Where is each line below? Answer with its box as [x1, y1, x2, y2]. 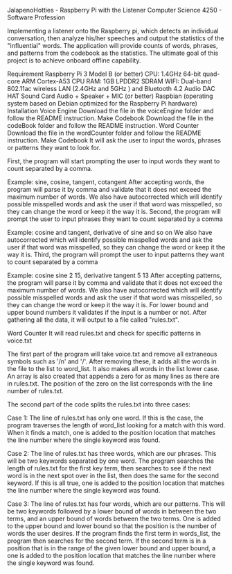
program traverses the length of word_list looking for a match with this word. [7, 421, 226, 429]
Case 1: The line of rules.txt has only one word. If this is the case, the [7, 413, 204, 422]
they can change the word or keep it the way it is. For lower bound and [7, 301, 209, 309]
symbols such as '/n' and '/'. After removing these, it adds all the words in [7, 357, 217, 366]
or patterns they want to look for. [7, 144, 101, 151]
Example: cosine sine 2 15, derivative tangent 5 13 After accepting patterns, [7, 271, 222, 279]
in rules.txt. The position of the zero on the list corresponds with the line [7, 379, 213, 388]
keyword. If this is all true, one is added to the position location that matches [7, 479, 225, 487]
